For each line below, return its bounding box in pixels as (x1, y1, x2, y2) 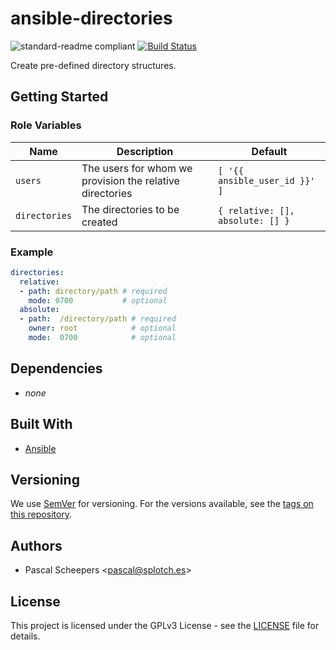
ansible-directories (10, 7, 173, 30)
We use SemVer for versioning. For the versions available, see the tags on (10, 498, 314, 510)
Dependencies (10, 360, 103, 377)
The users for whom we (81, 161, 193, 175)
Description (116, 144, 174, 158)
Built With (10, 416, 73, 433)
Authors (10, 537, 63, 554)
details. (10, 630, 41, 642)
